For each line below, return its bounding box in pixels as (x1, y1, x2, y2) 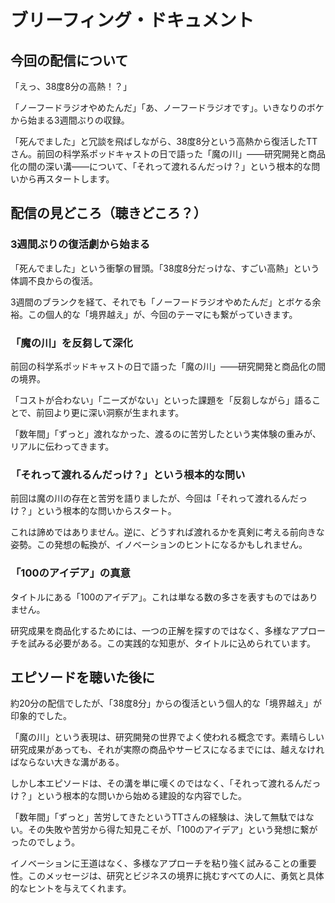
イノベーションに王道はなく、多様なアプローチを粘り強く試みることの (10, 857, 300, 870)
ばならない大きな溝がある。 (10, 756, 125, 768)
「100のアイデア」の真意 (10, 566, 131, 580)
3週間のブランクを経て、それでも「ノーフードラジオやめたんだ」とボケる (10, 296, 313, 308)
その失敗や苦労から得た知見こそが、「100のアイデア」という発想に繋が (27, 824, 318, 836)
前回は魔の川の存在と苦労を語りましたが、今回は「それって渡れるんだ (10, 492, 300, 505)
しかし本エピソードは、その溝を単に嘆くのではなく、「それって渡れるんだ (10, 777, 313, 790)
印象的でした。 (10, 710, 72, 722)
